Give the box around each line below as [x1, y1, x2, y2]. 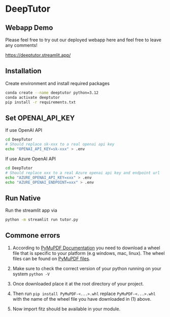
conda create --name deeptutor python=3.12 [5, 90, 99, 95]
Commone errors [5, 231, 60, 240]
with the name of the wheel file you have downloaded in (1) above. [12, 296, 151, 302]
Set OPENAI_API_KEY [5, 113, 75, 122]
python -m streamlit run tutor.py [5, 217, 79, 222]
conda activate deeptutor [5, 95, 60, 100]
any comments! [5, 42, 38, 48]
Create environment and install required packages [5, 80, 110, 87]
